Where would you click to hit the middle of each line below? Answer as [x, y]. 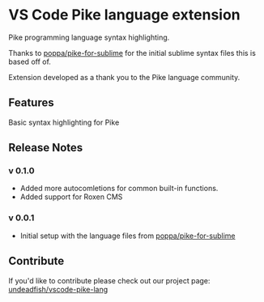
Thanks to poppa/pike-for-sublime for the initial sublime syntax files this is [132, 53]
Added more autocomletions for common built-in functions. [119, 189]
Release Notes [46, 148]
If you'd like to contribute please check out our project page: [109, 280]
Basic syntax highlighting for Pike [64, 122]
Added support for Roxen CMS [71, 197]
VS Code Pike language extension [124, 15]
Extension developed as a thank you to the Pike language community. [124, 77]
